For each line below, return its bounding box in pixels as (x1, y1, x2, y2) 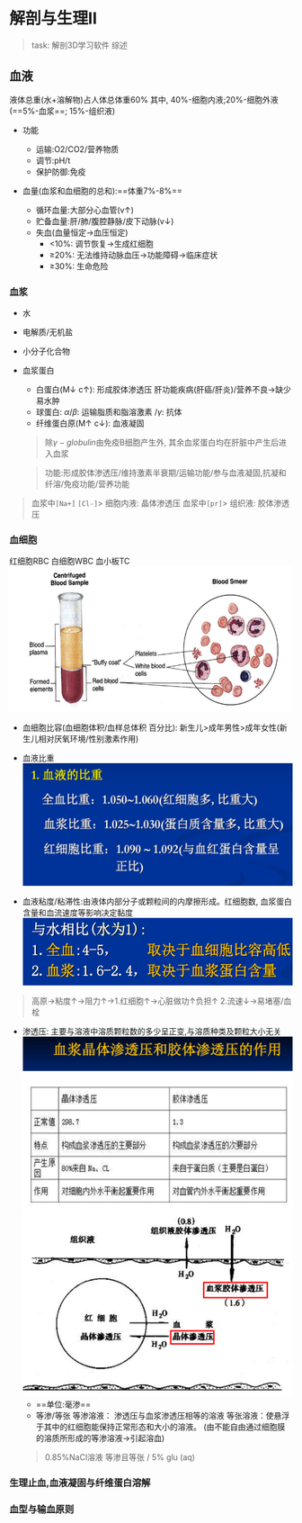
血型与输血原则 (9, 1502, 75, 1515)
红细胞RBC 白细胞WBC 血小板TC (9, 555, 130, 567)
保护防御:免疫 (35, 166, 86, 176)
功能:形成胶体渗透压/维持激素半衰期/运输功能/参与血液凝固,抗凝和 (44, 467, 287, 478)
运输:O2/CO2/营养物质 (35, 143, 120, 154)
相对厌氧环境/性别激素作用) (38, 734, 139, 744)
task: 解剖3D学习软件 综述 (31, 40, 129, 50)
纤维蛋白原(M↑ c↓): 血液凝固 (35, 418, 145, 428)
